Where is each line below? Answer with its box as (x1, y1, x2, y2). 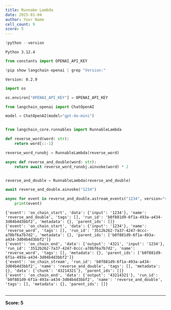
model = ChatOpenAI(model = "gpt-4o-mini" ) (5, 113, 95, 119)
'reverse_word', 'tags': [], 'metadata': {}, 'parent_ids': (5, 250, 136, 255)
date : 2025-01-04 (5, 12, 42, 17)
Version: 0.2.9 (5, 77, 38, 82)
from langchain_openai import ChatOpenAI (5, 104, 95, 110)
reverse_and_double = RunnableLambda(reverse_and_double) (5, 178, 131, 183)
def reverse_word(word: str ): (5, 136, 70, 142)
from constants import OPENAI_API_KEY (5, 59, 88, 64)
